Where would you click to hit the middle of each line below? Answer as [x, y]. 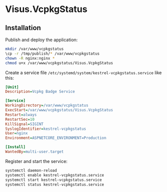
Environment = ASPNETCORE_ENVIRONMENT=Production [56, 138]
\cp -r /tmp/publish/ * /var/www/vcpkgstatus [52, 54]
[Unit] [12, 87]
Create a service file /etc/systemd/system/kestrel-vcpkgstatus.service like [83, 72]
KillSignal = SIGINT [24, 124]
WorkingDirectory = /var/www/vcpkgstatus [47, 106]
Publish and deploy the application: [41, 40]
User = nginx [17, 133]
